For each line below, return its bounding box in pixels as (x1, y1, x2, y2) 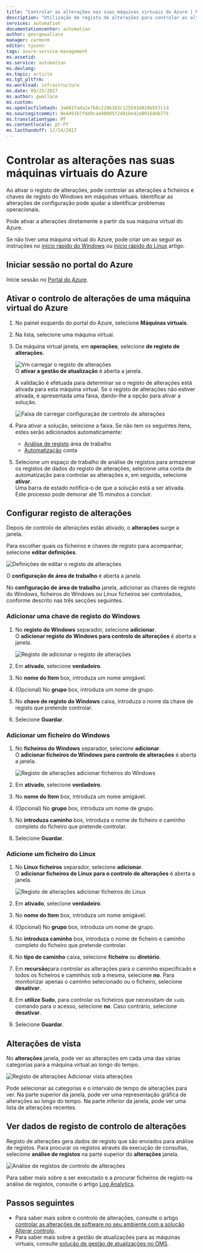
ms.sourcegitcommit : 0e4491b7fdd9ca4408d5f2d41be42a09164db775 (6, 110, 169, 117)
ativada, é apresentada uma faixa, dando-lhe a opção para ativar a (14, 392, 181, 399)
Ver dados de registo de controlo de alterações (6, 1121, 187, 1132)
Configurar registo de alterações (6, 508, 132, 518)
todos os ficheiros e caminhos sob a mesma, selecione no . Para (14, 971, 175, 979)
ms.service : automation (6, 59, 66, 66)
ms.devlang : (6, 65, 36, 72)
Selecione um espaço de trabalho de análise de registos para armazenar (14, 458, 196, 465)
